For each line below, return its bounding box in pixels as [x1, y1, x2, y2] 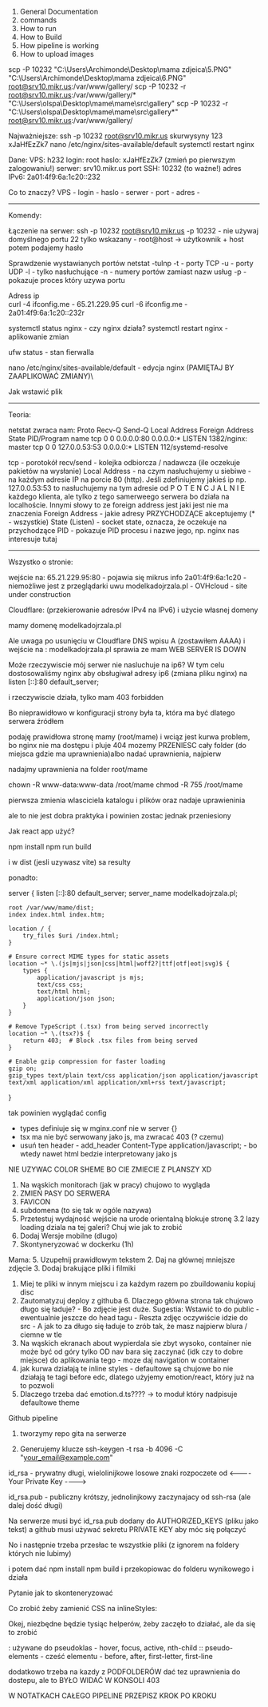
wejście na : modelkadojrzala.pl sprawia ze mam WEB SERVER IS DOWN [8, 645, 246, 654]
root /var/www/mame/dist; [8, 904, 94, 912]
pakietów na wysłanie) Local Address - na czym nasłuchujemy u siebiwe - [8, 467, 251, 475]
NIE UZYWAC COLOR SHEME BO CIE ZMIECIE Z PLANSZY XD [8, 1164, 212, 1174]
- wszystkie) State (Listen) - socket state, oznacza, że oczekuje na [8, 517, 227, 527]
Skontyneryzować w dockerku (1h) [19, 1239, 134, 1249]
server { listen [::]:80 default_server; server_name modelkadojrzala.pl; [8, 889, 238, 897]
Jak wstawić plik [8, 387, 63, 396]
